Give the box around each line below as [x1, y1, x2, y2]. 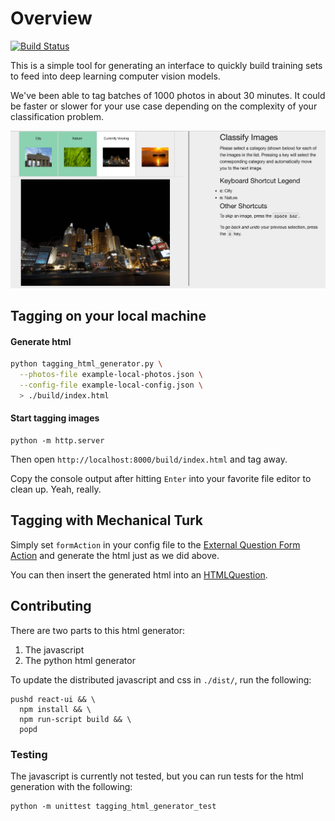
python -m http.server [10, 435, 105, 446]
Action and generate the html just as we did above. [10, 549, 220, 561]
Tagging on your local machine [10, 308, 207, 325]
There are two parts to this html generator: [10, 624, 186, 636]
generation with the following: [10, 780, 133, 792]
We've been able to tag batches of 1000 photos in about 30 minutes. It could [10, 89, 326, 101]
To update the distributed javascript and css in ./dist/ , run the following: [10, 673, 312, 686]
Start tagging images [10, 412, 100, 424]
